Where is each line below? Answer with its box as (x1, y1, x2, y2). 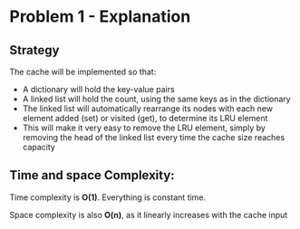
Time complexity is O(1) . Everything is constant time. (9, 192, 207, 203)
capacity (22, 142, 56, 152)
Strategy (9, 43, 60, 58)
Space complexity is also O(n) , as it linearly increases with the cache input (9, 209, 288, 220)
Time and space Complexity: (9, 167, 175, 183)
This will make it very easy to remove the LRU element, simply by (22, 122, 266, 133)
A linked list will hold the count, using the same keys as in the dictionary (22, 93, 292, 104)
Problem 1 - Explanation (9, 6, 191, 27)
